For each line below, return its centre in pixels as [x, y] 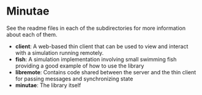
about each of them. [32, 34]
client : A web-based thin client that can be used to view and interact [102, 46]
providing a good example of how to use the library [80, 66]
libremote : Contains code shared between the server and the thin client [106, 72]
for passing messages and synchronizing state [74, 79]
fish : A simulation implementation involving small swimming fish [96, 59]
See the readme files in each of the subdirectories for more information [96, 28]
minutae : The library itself [48, 85]
